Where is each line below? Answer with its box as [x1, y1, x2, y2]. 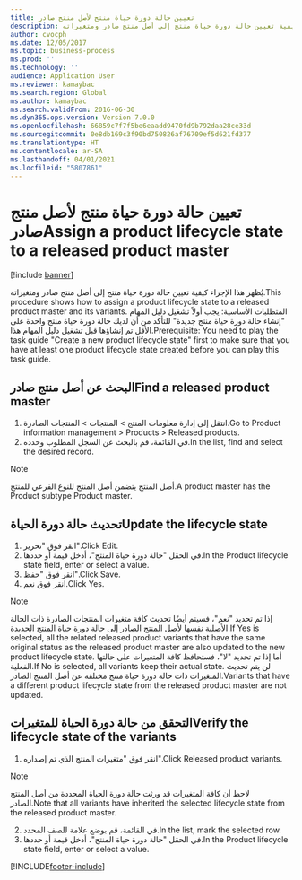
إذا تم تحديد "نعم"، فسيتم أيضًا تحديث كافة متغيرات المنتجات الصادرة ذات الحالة [10, 613, 272, 623]
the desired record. [22, 446, 95, 457]
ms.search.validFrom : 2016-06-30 [10, 105, 135, 114]
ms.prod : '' [10, 55, 55, 64]
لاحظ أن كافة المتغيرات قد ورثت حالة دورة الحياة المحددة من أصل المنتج [10, 788, 250, 798]
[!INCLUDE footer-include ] [10, 860, 106, 871]
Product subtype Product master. [10, 491, 133, 501]
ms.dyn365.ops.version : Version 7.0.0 [10, 113, 155, 122]
